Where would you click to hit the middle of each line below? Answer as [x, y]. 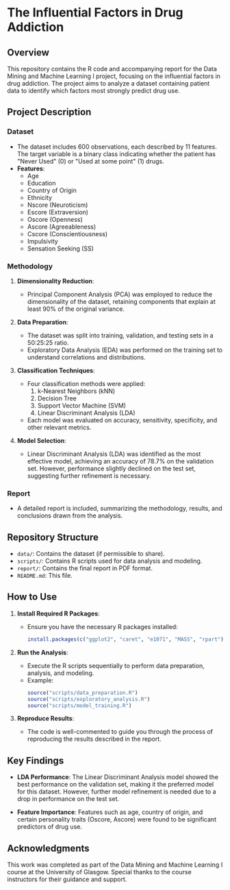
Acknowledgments [49, 848]
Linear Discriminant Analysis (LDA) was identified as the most [114, 454]
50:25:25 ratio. [48, 342]
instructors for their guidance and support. [67, 879]
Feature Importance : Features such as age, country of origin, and [110, 812]
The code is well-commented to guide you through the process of [120, 732]
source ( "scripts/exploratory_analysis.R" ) [89, 699]
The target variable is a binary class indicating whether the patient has [116, 154]
